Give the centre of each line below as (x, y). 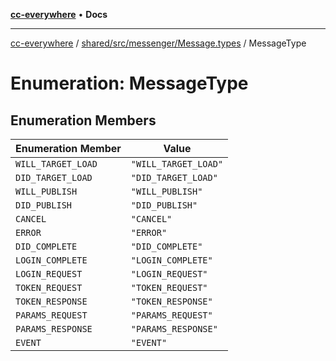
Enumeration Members (83, 120)
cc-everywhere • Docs (59, 14)
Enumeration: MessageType (129, 83)
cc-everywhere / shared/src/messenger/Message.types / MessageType (158, 43)
